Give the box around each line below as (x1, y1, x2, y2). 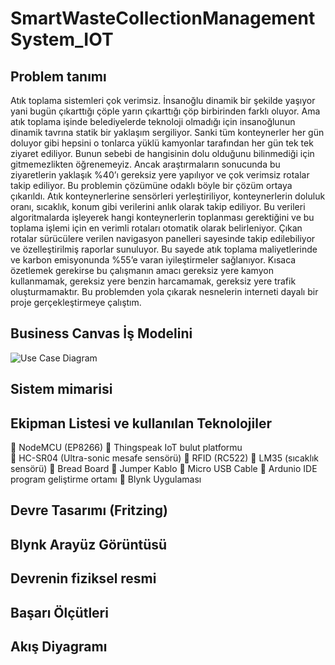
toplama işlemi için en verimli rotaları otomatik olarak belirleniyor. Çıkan (10, 222, 303, 234)
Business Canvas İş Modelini (10, 325, 193, 342)
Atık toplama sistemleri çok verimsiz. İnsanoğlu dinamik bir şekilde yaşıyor (10, 95, 316, 106)
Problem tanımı (10, 68, 107, 85)
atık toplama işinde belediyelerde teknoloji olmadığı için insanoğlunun (10, 116, 296, 127)
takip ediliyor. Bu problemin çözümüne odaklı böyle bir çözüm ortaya (10, 180, 293, 191)
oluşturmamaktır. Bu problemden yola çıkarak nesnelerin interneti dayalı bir (10, 286, 319, 297)
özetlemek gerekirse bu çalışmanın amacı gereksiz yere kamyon (10, 265, 274, 276)
